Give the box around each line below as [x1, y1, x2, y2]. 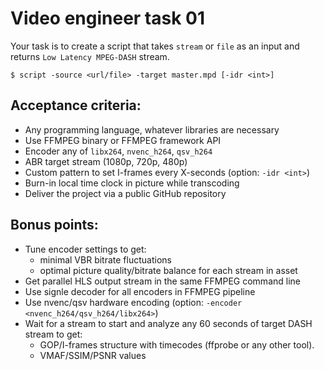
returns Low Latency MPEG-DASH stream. [10, 50, 170, 62]
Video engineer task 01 [10, 7, 205, 30]
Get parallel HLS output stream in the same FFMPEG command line [24, 275, 301, 287]
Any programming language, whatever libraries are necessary [24, 123, 280, 136]
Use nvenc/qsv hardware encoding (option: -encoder [24, 296, 243, 308]
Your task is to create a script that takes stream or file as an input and [10, 40, 300, 52]
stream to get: [24, 328, 83, 340]
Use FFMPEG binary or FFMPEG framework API [24, 134, 222, 146]
